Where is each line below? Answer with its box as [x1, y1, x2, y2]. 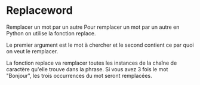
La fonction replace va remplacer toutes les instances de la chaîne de [6, 59, 177, 66]
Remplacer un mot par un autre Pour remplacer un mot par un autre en [6, 23, 180, 31]
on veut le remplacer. [6, 47, 59, 54]
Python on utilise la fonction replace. [6, 29, 97, 37]
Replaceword [6, 4, 73, 17]
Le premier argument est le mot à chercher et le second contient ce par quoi [6, 41, 194, 48]
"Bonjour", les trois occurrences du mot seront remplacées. [6, 72, 152, 79]
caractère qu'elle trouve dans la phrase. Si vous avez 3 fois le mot [6, 65, 168, 72]
